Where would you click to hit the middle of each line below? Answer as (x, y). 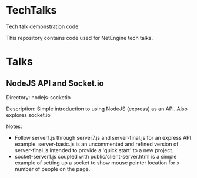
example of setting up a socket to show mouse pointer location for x (97, 163)
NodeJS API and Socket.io (55, 83)
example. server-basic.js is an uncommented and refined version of (96, 144)
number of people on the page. (52, 169)
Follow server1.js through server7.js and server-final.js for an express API (103, 137)
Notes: (14, 126)
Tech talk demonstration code (42, 26)
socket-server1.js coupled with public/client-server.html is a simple (96, 156)
